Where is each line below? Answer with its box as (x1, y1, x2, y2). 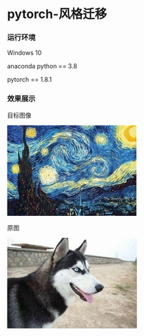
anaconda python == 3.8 (7, 62, 78, 70)
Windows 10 (7, 49, 42, 57)
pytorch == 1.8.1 (7, 75, 52, 83)
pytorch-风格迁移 (7, 6, 107, 22)
